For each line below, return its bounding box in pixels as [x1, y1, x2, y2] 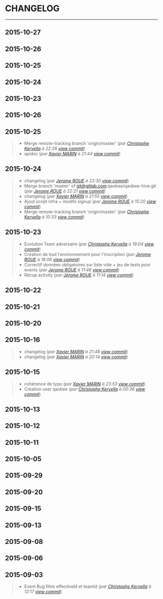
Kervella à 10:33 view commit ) [24, 214, 85, 219]
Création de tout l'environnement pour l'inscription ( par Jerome [24, 251, 151, 257]
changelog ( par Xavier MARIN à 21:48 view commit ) [24, 348, 129, 354]
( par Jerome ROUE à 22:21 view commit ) [24, 188, 106, 194]
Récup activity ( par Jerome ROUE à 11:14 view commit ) [24, 272, 134, 278]
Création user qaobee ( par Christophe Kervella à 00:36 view [24, 386, 146, 392]
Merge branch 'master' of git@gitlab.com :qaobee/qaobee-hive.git [24, 183, 156, 189]
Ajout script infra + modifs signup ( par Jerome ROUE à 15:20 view [24, 198, 156, 204]
